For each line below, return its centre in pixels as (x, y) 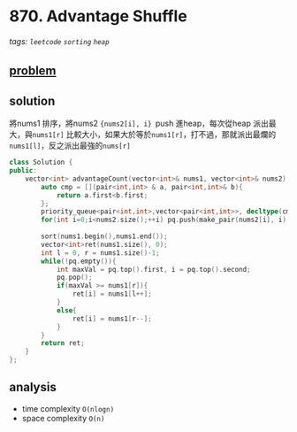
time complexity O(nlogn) (68, 408)
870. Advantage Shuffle (98, 16)
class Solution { (41, 162)
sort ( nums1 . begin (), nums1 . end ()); (104, 236)
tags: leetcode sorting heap (59, 41)
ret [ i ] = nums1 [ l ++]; (112, 294)
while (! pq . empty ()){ (79, 261)
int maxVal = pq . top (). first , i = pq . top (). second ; (153, 269)
